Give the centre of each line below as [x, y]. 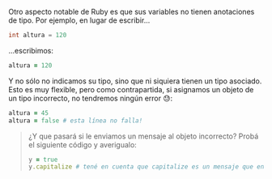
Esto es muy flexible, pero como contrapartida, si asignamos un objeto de [131, 89]
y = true [43, 160]
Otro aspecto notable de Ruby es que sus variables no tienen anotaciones [132, 12]
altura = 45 [28, 113]
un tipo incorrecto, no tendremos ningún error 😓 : [91, 98]
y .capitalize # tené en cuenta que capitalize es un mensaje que [140, 167]
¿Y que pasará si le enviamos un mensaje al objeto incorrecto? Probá [143, 136]
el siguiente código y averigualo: [83, 144]
